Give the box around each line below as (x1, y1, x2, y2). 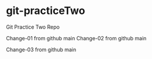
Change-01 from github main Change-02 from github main (6, 34, 147, 41)
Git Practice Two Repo (6, 23, 60, 30)
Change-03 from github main (6, 46, 77, 53)
